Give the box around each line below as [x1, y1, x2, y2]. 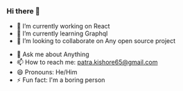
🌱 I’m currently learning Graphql [16, 29, 108, 38]
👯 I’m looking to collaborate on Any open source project [16, 37, 176, 45]
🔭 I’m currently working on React [16, 22, 110, 31]
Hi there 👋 [6, 6, 41, 16]
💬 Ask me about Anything [16, 50, 89, 58]
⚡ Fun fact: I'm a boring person [16, 76, 105, 84]
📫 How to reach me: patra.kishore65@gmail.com [16, 58, 158, 67]
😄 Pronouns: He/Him [16, 68, 78, 76]
